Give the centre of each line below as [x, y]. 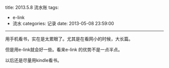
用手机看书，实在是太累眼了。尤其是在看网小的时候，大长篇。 [69, 39]
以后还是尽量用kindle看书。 [33, 60]
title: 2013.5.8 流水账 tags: [32, 7]
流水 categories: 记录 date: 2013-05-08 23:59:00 [63, 23]
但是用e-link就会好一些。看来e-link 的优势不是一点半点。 [64, 50]
